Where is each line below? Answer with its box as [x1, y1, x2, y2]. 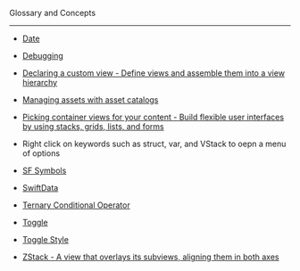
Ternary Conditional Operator [21, 200, 131, 210]
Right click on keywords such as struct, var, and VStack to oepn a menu [21, 138, 287, 149]
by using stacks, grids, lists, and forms [21, 121, 164, 132]
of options [21, 148, 61, 159]
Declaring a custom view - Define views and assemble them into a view [21, 68, 286, 78]
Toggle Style [21, 234, 70, 244]
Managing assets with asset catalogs [21, 94, 159, 105]
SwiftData [21, 183, 59, 193]
